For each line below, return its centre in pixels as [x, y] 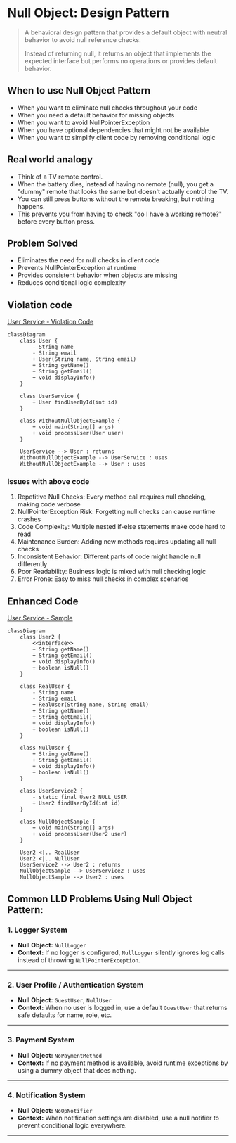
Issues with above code [48, 482]
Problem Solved [43, 243]
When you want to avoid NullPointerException [84, 122]
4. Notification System [46, 1095]
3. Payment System [41, 1040]
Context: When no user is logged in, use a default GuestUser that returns [122, 1008]
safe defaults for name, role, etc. [65, 1015]
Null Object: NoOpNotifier [55, 1110]
